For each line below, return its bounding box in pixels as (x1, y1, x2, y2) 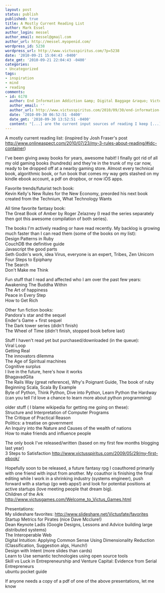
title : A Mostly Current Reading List (5, 21, 84, 26)
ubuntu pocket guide (5, 568, 48, 574)
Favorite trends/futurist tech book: (5, 185, 75, 191)
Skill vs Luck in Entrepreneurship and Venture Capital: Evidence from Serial (5, 558, 157, 564)
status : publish (5, 12, 38, 17)
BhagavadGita (5, 374, 34, 380)
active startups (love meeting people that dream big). (5, 486, 113, 492)
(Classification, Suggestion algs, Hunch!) (5, 542, 88, 548)
